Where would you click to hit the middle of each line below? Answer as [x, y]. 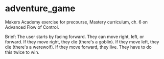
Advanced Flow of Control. [32, 27]
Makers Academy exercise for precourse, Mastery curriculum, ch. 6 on [76, 22]
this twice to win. [22, 52]
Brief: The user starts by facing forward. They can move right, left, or [75, 37]
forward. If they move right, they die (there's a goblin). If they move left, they [82, 41]
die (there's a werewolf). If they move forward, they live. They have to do [78, 47]
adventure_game [40, 9]
